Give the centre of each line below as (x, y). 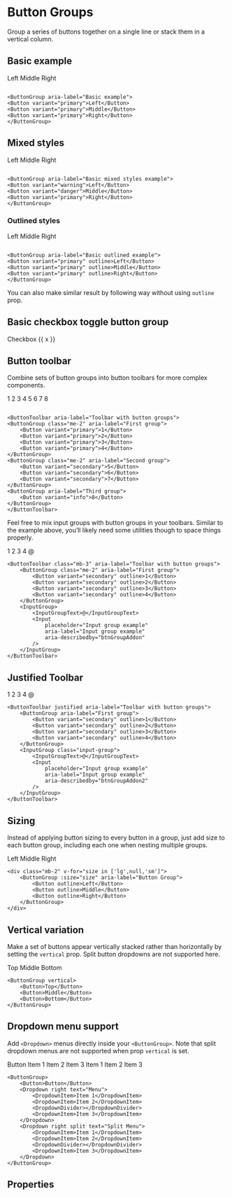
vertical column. (30, 39)
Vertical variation (46, 930)
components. (26, 385)
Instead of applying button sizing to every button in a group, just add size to (116, 837)
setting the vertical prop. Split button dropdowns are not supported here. (114, 954)
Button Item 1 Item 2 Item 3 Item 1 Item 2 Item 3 (75, 1064)
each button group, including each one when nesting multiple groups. (108, 845)
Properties (31, 1185)
